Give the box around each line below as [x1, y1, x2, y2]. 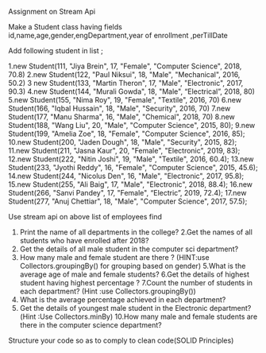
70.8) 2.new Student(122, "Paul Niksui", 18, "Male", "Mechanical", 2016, [8, 70, 241, 79]
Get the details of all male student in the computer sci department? [19, 244, 239, 254]
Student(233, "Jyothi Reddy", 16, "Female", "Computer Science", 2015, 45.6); [8, 163, 258, 172]
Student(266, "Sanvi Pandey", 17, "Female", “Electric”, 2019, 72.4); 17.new [8, 188, 247, 197]
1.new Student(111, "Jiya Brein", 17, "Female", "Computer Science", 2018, [8, 61, 242, 71]
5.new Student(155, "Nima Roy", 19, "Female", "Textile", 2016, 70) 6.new [8, 95, 242, 104]
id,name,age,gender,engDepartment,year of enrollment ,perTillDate [8, 31, 229, 40]
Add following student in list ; [8, 46, 103, 55]
